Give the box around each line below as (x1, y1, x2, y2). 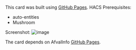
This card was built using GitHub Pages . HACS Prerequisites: (5, 5, 132, 10)
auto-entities (12, 14, 39, 20)
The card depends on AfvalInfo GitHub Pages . (5, 39, 101, 45)
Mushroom (12, 20, 35, 25)
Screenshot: (5, 29, 31, 35)
